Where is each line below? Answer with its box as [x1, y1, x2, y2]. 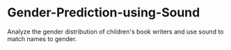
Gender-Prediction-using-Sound [7, 5, 200, 21]
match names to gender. [7, 34, 77, 42]
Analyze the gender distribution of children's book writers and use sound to [7, 27, 224, 36]
